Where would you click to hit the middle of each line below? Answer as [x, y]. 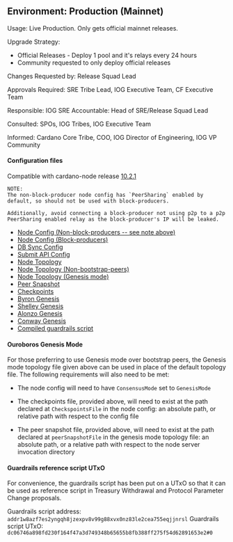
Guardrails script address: [44, 511]
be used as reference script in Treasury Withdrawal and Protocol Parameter [115, 491]
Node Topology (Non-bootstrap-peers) [73, 269]
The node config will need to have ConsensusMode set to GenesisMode [114, 388]
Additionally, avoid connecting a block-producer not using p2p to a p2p [116, 214]
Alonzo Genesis [40, 314]
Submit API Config [44, 255]
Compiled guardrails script [55, 328]
